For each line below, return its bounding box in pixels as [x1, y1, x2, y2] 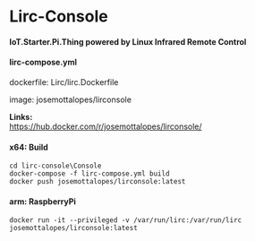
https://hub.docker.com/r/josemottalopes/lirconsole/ [9, 121, 203, 132]
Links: [9, 111, 33, 122]
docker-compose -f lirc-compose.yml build [9, 169, 170, 178]
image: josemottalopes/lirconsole [9, 94, 132, 105]
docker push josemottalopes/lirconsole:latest [9, 177, 186, 186]
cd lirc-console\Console [9, 161, 102, 171]
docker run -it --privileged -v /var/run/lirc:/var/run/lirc [9, 216, 242, 225]
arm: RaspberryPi [9, 195, 76, 207]
